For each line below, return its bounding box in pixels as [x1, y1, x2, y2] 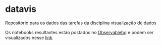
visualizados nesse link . [5, 35, 54, 41]
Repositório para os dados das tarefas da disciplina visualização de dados [5, 20, 157, 26]
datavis [5, 3, 37, 15]
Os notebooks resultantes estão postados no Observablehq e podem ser [5, 29, 154, 35]
